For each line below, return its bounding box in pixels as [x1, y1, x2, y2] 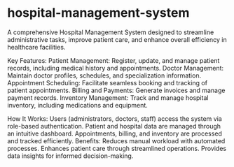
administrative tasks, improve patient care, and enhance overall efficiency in [7, 35, 227, 43]
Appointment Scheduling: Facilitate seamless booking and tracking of [7, 78, 208, 87]
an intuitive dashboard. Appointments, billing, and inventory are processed [7, 129, 223, 138]
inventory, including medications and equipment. [7, 101, 149, 109]
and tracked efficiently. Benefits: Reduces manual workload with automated [7, 136, 226, 145]
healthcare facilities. [7, 43, 66, 51]
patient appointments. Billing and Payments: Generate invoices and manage [7, 86, 226, 94]
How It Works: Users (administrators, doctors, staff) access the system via [7, 114, 222, 123]
